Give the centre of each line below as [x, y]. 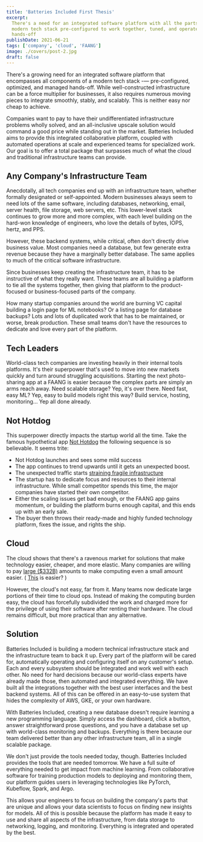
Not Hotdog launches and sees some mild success [78, 460]
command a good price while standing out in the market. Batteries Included [100, 131]
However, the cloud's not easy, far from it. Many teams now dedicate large [99, 589]
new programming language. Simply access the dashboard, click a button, [99, 718]
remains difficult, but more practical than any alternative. [77, 615]
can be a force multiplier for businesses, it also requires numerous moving [98, 93]
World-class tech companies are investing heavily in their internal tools [95, 363]
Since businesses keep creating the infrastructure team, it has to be [91, 272]
